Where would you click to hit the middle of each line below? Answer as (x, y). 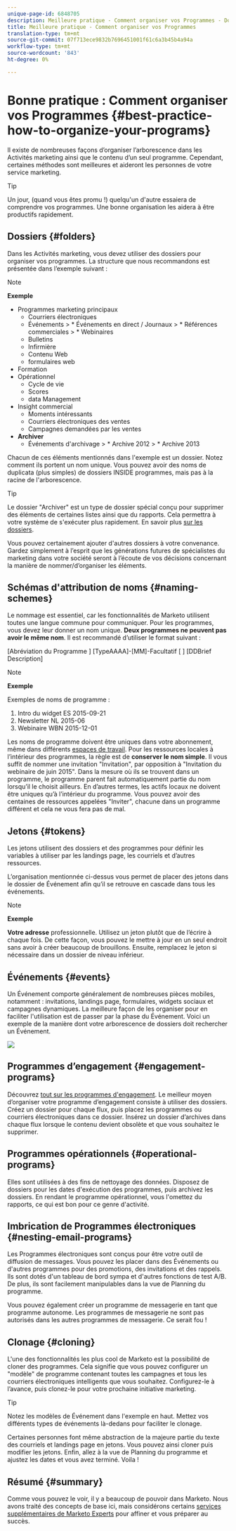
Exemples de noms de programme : (59, 699)
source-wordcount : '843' (44, 53)
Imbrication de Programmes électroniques (102, 1226)
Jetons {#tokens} (46, 831)
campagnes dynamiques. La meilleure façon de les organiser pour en (107, 1009)
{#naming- (174, 587)
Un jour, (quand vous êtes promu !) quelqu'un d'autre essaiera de (102, 199)
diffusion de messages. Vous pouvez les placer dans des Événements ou (113, 1262)
